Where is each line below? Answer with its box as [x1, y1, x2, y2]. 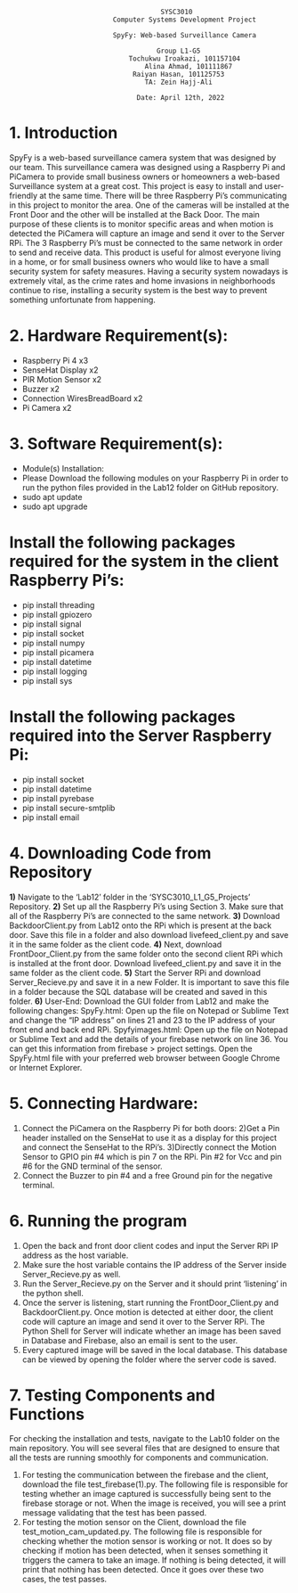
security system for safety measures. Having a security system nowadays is [9, 266, 289, 276]
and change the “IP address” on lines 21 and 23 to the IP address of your [9, 1014, 276, 1025]
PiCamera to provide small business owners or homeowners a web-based [9, 171, 280, 182]
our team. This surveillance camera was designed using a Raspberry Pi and [9, 161, 286, 172]
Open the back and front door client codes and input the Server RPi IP [21, 1240, 278, 1251]
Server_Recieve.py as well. [21, 1269, 121, 1279]
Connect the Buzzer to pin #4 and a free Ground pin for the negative [21, 1170, 273, 1180]
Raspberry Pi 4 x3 [21, 355, 89, 365]
